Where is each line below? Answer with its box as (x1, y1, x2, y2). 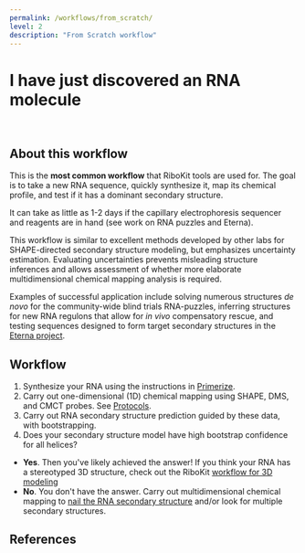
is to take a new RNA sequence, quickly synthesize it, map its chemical (9, 180, 277, 191)
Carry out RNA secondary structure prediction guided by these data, (22, 409, 280, 420)
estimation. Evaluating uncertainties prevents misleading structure (9, 254, 258, 265)
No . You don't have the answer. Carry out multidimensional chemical (22, 485, 281, 496)
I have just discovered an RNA (9, 69, 241, 90)
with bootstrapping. (22, 420, 97, 431)
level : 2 (9, 22, 43, 31)
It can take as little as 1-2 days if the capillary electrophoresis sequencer (9, 207, 281, 218)
